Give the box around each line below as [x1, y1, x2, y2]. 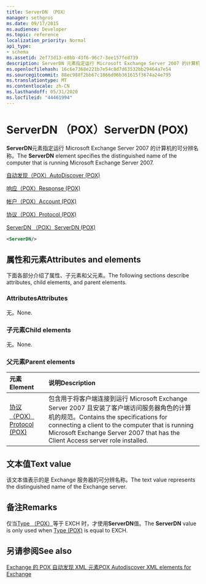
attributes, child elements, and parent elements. [6, 279, 127, 286]
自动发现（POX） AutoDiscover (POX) [6, 171, 101, 179]
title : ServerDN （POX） [6, 9, 68, 15]
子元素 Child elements [6, 326, 72, 334]
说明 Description [48, 378, 96, 387]
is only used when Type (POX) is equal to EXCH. [6, 526, 128, 534]
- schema [6, 49, 29, 55]
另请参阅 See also [6, 546, 72, 556]
